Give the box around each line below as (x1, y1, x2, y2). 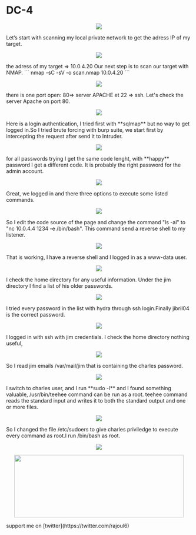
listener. (6, 231, 25, 238)
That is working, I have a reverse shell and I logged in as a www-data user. (6, 254, 187, 261)
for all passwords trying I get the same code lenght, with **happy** (6, 155, 170, 162)
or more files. (6, 403, 38, 410)
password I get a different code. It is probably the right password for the (6, 161, 181, 168)
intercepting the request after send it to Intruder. (6, 132, 123, 139)
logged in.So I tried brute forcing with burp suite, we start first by (6, 126, 164, 133)
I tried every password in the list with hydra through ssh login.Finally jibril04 (6, 304, 190, 312)
